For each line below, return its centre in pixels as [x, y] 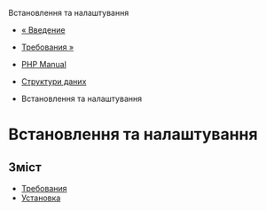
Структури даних [54, 82]
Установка [41, 198]
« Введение [43, 30]
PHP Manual [44, 64]
